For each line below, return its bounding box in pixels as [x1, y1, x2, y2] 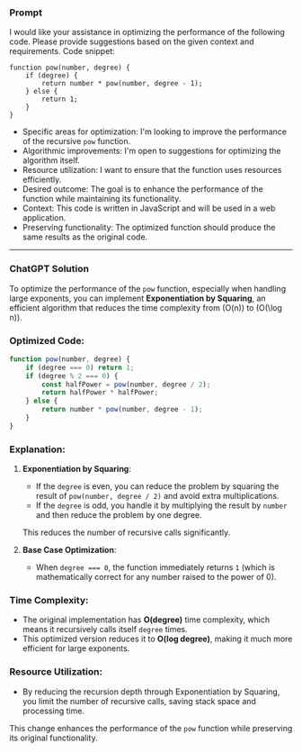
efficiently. [22, 174, 62, 186]
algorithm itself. [22, 155, 81, 166]
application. [22, 213, 67, 223]
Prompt [9, 6, 43, 19]
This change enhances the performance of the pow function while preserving [9, 722, 293, 733]
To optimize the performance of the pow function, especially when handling [9, 283, 286, 294]
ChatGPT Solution [9, 263, 90, 276]
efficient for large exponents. [22, 643, 130, 654]
